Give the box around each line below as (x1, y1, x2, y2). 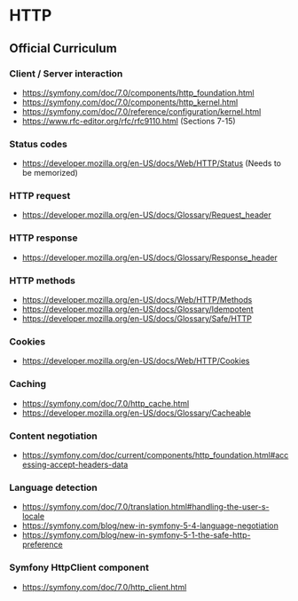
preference (21, 539, 64, 550)
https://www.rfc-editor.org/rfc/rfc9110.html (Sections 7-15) (21, 115, 237, 126)
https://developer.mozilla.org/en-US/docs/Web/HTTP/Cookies (21, 356, 250, 367)
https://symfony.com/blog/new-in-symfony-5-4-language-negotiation (21, 520, 279, 531)
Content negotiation (9, 430, 98, 442)
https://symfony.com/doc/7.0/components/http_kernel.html (21, 97, 239, 107)
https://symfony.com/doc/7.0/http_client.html (21, 581, 187, 592)
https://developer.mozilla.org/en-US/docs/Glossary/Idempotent (21, 304, 255, 315)
